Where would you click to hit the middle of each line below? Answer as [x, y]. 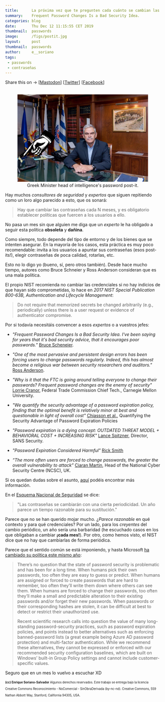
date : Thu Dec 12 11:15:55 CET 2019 [49, 26]
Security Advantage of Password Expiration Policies [65, 421]
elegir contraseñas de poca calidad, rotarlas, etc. [65, 255]
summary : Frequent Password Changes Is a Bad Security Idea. [72, 16]
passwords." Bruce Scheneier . [43, 345]
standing [26, 626]
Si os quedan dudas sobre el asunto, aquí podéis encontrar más [70, 480]
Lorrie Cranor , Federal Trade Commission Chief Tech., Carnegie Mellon [84, 390]
